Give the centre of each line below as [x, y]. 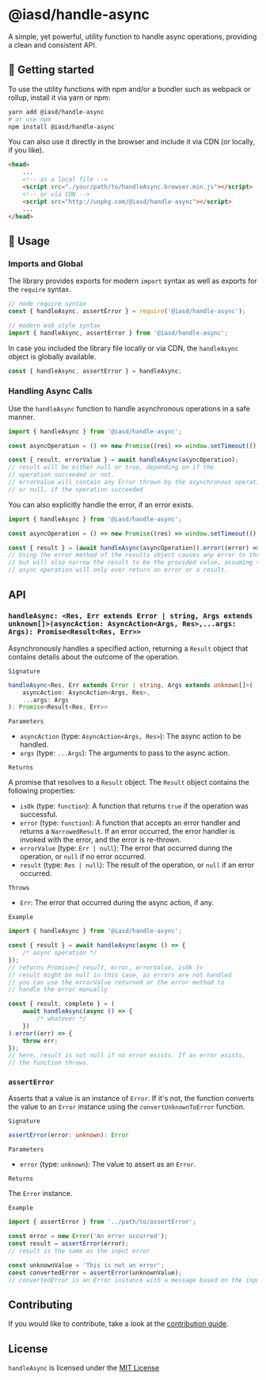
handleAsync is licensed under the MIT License [84, 1368]
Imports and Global [46, 263]
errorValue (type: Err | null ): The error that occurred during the [126, 848]
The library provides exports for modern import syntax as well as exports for [133, 281]
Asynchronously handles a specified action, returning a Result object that [128, 648]
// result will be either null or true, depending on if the [111, 468]
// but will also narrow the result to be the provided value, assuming [131, 563]
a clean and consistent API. [53, 44]
